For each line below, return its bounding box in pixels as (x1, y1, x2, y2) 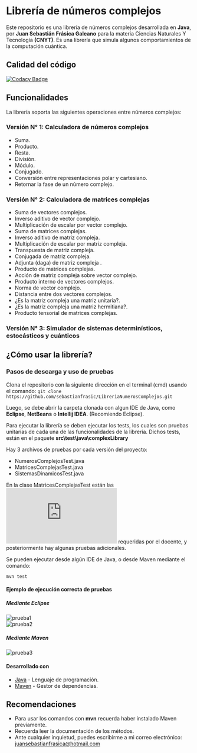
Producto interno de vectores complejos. (14, 278, 114, 285)
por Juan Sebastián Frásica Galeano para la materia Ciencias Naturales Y (6, 30, 186, 37)
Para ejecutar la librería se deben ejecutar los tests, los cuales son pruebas (6, 421, 189, 429)
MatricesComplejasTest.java (14, 464, 84, 471)
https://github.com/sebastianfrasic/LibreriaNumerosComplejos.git (6, 394, 173, 400)
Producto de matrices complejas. (14, 265, 96, 273)
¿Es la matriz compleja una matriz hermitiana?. (14, 303, 128, 310)
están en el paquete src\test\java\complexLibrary (6, 434, 129, 442)
